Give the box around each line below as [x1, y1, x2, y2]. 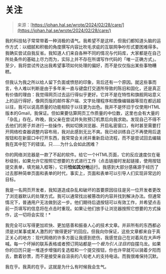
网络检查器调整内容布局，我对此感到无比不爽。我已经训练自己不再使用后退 [9, 128, 161, 134]
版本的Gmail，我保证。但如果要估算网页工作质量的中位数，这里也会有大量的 [5, 110, 160, 116]
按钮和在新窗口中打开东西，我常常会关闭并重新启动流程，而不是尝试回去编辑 [5, 135, 161, 141]
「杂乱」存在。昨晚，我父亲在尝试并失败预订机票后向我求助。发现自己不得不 [5, 116, 161, 122]
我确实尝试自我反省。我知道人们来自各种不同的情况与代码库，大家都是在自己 [5, 50, 161, 56]
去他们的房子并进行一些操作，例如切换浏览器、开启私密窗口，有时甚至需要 [5, 122, 157, 128]
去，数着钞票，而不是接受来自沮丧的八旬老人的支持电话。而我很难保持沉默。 [5, 253, 161, 259]
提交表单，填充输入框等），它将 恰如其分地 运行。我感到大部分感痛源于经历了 [5, 164, 159, 170]
